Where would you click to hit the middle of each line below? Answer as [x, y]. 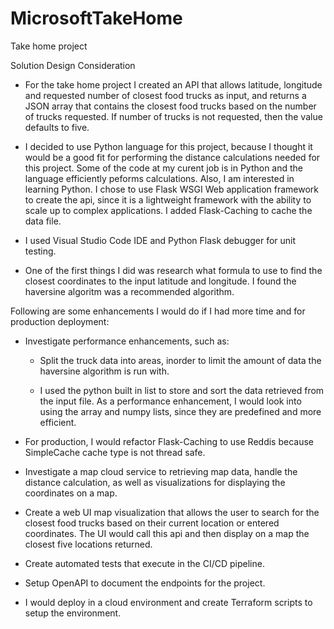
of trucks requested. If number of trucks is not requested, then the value [173, 116]
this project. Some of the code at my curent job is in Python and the [164, 168]
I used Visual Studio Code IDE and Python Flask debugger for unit [160, 240]
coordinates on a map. [71, 493]
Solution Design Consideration [73, 65]
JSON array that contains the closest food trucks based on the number [170, 106]
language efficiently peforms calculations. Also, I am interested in [159, 178]
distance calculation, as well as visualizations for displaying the [155, 482]
